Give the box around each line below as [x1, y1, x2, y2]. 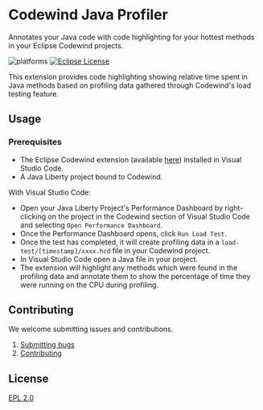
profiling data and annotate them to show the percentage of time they [19, 271, 251, 281]
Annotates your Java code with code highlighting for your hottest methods [8, 32, 255, 42]
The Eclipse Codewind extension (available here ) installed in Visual [19, 154, 242, 164]
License [8, 371, 49, 385]
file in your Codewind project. [112, 245, 211, 255]
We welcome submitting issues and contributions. [8, 324, 174, 334]
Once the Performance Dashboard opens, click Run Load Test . [19, 228, 227, 238]
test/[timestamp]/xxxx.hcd [19, 247, 111, 255]
